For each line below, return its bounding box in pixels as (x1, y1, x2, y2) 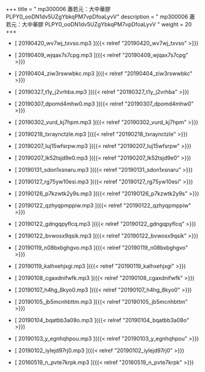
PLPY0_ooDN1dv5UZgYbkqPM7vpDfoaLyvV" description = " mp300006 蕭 (6, 13, 195, 20)
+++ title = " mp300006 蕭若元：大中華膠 (6, 6, 111, 12)
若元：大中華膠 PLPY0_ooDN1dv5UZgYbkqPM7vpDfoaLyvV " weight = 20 (6, 21, 192, 28)
